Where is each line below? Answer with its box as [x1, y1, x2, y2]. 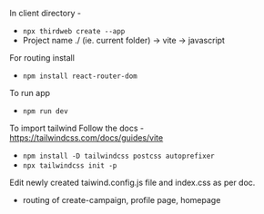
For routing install [9, 53, 76, 63]
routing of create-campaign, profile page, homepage [22, 195, 221, 205]
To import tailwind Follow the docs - [9, 122, 144, 133]
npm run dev [22, 107, 68, 116]
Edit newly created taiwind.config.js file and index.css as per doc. [9, 177, 256, 188]
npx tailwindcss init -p [22, 161, 117, 170]
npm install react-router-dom [22, 72, 138, 81]
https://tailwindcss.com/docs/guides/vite [9, 132, 164, 143]
